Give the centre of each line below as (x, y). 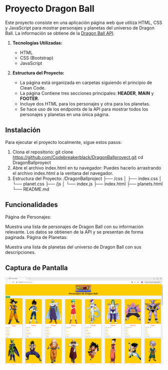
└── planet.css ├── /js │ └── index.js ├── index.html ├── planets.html (87, 183)
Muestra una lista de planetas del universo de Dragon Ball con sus (73, 247)
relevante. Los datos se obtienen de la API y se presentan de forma (74, 232)
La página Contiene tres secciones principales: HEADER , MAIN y (87, 93)
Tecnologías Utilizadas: (37, 42)
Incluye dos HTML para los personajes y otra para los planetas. (85, 103)
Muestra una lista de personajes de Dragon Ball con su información (74, 226)
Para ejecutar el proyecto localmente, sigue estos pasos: (64, 142)
